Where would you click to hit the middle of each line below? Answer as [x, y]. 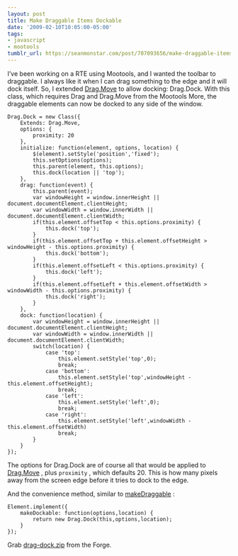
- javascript [27, 40]
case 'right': [66, 415]
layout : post [27, 14]
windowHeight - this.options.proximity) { [71, 247]
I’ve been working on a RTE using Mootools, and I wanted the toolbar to [112, 73]
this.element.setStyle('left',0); [109, 402]
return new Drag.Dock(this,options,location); [103, 519]
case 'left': [64, 396]
